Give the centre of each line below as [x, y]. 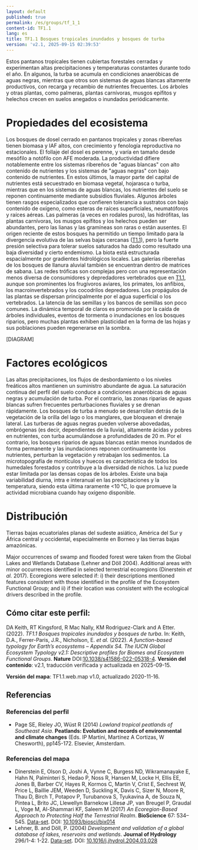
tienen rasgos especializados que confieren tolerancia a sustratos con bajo [97, 202]
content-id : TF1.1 [29, 28]
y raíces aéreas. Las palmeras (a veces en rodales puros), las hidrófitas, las [98, 215]
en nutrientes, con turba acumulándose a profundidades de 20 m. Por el [94, 436]
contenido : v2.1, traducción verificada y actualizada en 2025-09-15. [89, 665]
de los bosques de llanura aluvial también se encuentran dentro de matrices [98, 265]
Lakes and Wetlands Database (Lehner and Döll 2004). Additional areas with [99, 563]
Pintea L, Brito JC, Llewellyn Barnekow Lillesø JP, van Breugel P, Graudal [103, 803]
